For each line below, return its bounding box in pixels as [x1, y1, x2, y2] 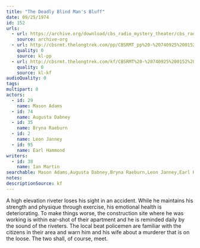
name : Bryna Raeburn [17, 125, 68, 131]
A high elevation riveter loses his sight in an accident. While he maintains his [6, 197, 193, 204]
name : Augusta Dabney [17, 114, 70, 120]
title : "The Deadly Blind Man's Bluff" [6, 8, 105, 15]
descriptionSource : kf [6, 181, 62, 187]
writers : [6, 153, 28, 159]
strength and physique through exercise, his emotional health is [6, 203, 162, 210]
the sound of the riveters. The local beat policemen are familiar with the [6, 222, 182, 230]
